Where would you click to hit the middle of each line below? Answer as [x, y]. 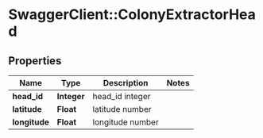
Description [126, 83]
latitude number [122, 109]
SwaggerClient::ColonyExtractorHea [132, 15]
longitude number [126, 122]
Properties [35, 61]
